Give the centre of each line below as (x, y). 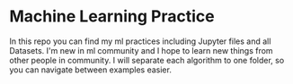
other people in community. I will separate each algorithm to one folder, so (147, 60)
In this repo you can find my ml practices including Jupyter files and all (140, 41)
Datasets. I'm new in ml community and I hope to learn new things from (141, 50)
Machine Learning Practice (112, 17)
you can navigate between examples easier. (91, 70)
